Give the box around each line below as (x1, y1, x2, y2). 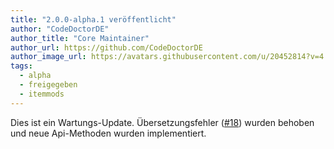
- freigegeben (19, 80, 78, 90)
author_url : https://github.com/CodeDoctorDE (10, 42, 203, 53)
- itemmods (19, 89, 65, 99)
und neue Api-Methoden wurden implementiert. (10, 127, 207, 139)
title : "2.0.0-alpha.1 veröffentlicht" (10, 14, 177, 25)
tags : (10, 61, 33, 71)
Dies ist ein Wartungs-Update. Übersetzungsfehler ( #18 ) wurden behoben (10, 116, 315, 128)
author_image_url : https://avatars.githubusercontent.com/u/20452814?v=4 (10, 52, 325, 62)
